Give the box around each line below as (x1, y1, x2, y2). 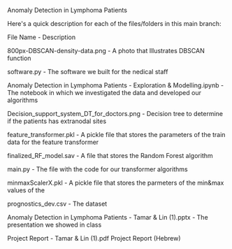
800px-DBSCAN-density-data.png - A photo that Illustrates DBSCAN (7, 47, 205, 55)
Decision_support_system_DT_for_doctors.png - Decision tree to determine (7, 110, 224, 118)
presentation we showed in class (7, 220, 102, 229)
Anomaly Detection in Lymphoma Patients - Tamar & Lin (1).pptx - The (7, 213, 208, 221)
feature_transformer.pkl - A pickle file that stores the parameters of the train (7, 131, 226, 138)
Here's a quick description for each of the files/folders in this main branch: (7, 20, 222, 27)
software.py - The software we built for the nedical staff (7, 68, 168, 76)
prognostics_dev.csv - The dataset (7, 199, 108, 208)
